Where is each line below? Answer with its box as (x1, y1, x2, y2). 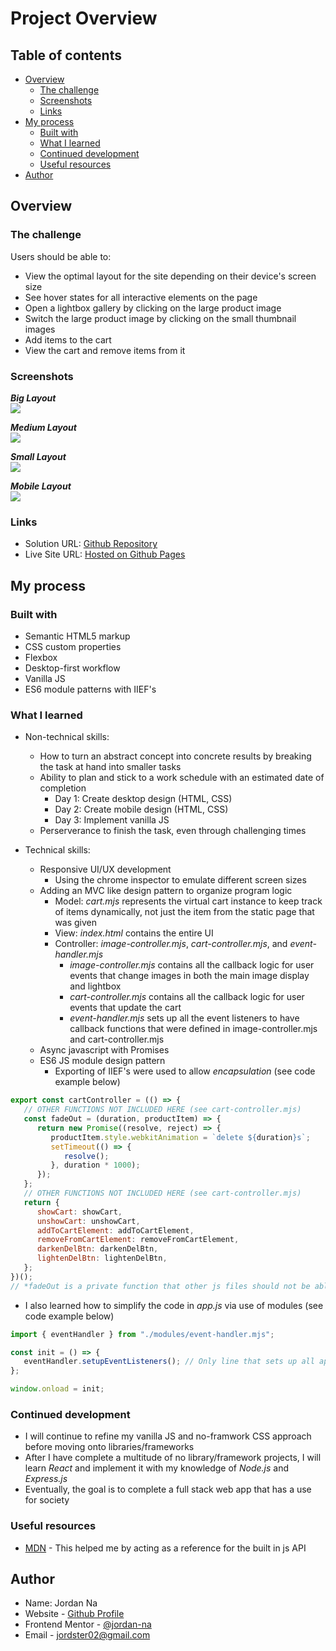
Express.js (24, 1473, 68, 1485)
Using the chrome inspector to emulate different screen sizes (54, 874, 307, 886)
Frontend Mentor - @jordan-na (24, 1618, 152, 1631)
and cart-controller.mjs (69, 1033, 165, 1046)
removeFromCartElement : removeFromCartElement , (36, 1235, 240, 1245)
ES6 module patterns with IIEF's (24, 683, 157, 695)
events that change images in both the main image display (69, 970, 310, 982)
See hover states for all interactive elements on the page (24, 291, 258, 303)
